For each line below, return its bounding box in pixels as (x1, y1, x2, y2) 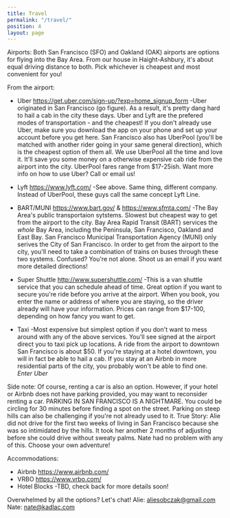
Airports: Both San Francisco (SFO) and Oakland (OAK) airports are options (7, 48, 220, 56)
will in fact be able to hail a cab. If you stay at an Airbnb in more (16, 355, 197, 363)
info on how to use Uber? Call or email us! (16, 170, 136, 178)
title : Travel (7, 10, 48, 17)
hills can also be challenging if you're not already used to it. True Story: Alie (7, 412, 221, 420)
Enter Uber (16, 369, 48, 378)
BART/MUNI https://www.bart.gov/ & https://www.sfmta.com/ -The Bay (16, 204, 218, 212)
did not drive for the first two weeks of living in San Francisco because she (7, 419, 219, 427)
